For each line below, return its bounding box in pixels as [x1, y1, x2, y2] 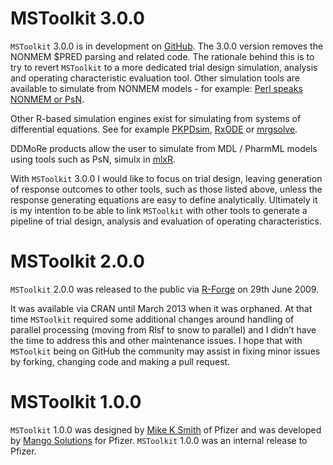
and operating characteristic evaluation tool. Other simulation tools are [10, 72, 300, 84]
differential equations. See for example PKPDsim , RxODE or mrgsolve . [10, 123, 298, 135]
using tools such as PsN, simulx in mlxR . [10, 153, 176, 165]
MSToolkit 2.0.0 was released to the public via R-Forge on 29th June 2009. [10, 283, 320, 295]
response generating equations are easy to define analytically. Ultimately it [10, 193, 318, 206]
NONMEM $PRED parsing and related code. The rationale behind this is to [10, 50, 315, 62]
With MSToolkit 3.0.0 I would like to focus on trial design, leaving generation [10, 172, 323, 184]
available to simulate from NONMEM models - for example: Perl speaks [10, 82, 303, 94]
